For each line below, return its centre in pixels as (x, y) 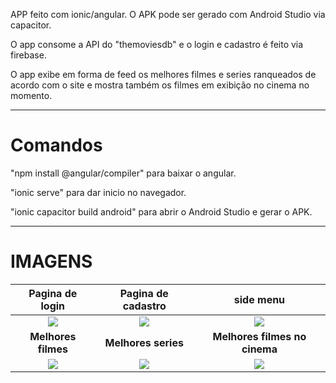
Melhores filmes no (259, 336)
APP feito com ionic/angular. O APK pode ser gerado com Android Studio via (168, 14)
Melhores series (144, 342)
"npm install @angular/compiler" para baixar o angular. (123, 173)
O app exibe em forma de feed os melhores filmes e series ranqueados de (163, 74)
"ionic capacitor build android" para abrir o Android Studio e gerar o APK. (161, 211)
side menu (259, 299)
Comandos (56, 145)
